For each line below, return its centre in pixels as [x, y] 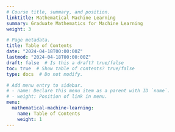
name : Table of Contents [49, 114]
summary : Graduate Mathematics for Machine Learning [75, 23]
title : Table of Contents [39, 46]
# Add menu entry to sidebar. [45, 85]
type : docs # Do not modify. [45, 74]
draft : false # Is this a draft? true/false [65, 63]
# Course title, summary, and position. [59, 12]
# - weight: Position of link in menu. [57, 97]
